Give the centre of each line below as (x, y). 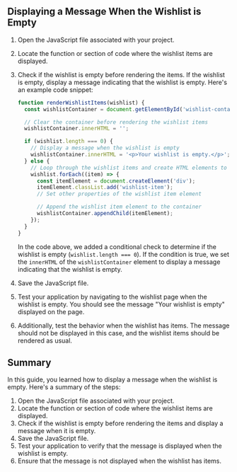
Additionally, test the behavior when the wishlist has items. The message (123, 326)
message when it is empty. (57, 431)
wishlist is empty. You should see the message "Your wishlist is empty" (121, 304)
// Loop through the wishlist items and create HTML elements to (129, 168)
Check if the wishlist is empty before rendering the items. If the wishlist (121, 74)
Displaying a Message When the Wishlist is (104, 12)
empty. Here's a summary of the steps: (64, 387)
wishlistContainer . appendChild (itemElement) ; (105, 214)
